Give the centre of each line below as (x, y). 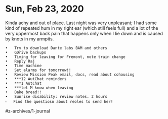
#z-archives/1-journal (28, 111)
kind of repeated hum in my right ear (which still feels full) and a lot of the (82, 28)
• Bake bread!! (24, 92)
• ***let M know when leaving (39, 88)
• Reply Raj (20, 61)
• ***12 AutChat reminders (36, 79)
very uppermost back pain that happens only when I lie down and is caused (84, 33)
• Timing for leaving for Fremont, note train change (65, 57)
